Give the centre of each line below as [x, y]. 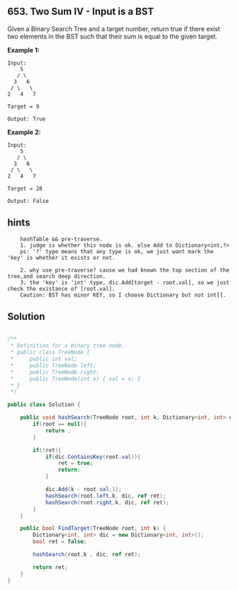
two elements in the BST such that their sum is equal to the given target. [113, 36]
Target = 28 [25, 188]
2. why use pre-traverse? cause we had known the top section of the [125, 270]
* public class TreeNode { [50, 353]
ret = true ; [75, 463]
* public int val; [44, 359]
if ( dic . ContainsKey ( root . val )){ [93, 457]
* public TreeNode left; [53, 365]
